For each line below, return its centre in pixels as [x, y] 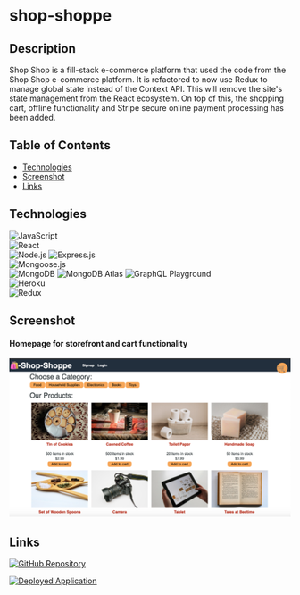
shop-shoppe [61, 16]
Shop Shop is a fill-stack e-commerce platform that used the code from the [148, 70]
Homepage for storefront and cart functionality [99, 343]
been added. [33, 117]
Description [42, 49]
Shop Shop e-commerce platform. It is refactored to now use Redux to [138, 80]
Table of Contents [60, 145]
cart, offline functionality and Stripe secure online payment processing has [146, 108]
